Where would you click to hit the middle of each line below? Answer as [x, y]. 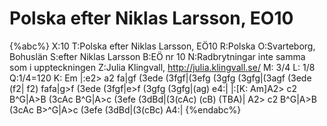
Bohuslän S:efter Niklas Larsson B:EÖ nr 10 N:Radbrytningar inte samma [157, 56]
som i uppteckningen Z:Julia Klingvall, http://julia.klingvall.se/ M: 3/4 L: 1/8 [162, 67]
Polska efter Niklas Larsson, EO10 [151, 18]
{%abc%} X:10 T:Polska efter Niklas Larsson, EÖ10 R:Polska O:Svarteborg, [162, 46]
